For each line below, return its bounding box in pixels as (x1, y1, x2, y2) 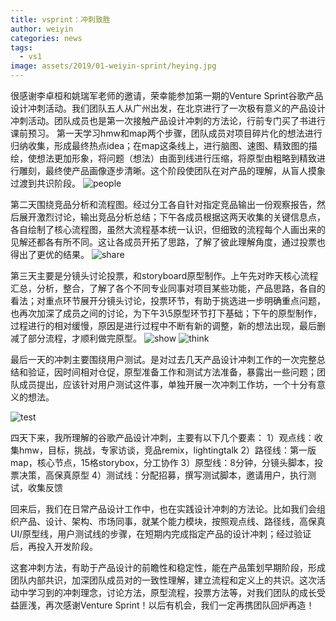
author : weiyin (10, 24, 74, 34)
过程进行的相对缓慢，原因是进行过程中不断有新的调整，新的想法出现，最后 (10, 320, 317, 331)
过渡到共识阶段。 (10, 177, 81, 189)
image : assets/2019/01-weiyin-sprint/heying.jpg (10, 61, 217, 71)
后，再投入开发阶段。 (10, 541, 98, 552)
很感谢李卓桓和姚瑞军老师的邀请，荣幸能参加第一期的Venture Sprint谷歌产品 (10, 90, 324, 101)
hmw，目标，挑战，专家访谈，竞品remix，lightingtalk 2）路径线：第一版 (18, 444, 317, 456)
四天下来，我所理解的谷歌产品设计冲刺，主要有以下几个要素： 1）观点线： (10, 432, 315, 443)
